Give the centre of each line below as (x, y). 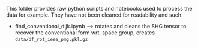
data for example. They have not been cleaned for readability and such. (94, 15)
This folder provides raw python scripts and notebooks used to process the (99, 9)
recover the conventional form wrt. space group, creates (85, 33)
